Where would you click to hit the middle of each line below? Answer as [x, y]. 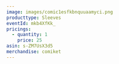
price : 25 [30, 40]
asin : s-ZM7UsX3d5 [30, 46]
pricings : [19, 29]
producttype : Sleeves [34, 18]
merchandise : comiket [34, 52]
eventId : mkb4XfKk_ [31, 23]
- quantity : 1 [30, 35]
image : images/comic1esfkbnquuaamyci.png [60, 12]
